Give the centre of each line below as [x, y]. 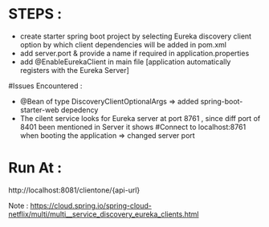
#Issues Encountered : [45, 86]
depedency [79, 110]
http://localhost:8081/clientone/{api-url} [74, 190]
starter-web [39, 110]
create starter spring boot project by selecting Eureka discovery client [135, 36]
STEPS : [35, 14]
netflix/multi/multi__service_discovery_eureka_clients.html [104, 214]
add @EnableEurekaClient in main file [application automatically [125, 62]
